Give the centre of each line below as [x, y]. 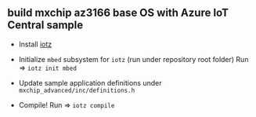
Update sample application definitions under [90, 82]
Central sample [45, 26]
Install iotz [35, 44]
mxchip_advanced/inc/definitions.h [77, 90]
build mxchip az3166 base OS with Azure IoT [118, 13]
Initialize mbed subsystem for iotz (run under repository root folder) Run [133, 59]
